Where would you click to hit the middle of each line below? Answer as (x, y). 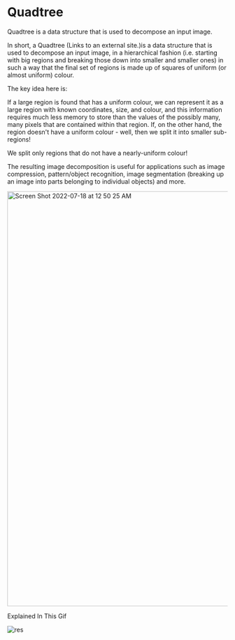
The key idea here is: (37, 88)
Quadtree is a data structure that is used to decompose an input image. (110, 32)
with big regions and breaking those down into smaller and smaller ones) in (115, 60)
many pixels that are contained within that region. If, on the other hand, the (115, 124)
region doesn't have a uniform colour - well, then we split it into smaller (109, 132)
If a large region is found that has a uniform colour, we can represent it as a (115, 102)
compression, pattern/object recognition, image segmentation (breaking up (115, 174)
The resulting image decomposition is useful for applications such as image (116, 166)
